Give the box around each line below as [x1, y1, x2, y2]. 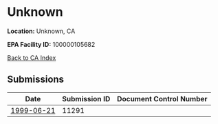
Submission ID [61, 94, 111, 103]
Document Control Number [116, 94, 208, 103]
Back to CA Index [7, 53, 56, 62]
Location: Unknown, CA [7, 27, 76, 35]
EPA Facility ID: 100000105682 [7, 40, 96, 48]
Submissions [7, 74, 64, 85]
